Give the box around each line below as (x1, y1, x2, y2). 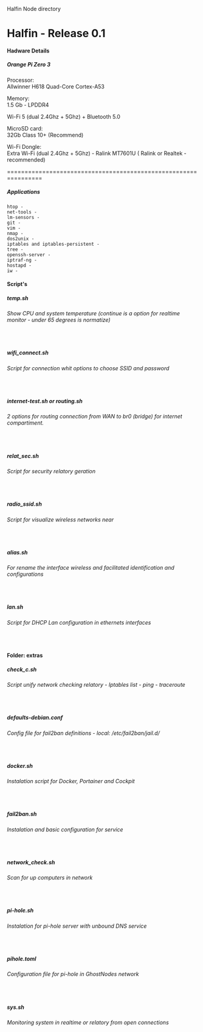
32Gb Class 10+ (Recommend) (7, 131, 84, 138)
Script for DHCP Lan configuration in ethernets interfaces (7, 618, 151, 626)
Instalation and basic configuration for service (7, 826, 123, 833)
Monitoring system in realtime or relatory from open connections (7, 1019, 169, 1026)
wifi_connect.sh (7, 349, 49, 356)
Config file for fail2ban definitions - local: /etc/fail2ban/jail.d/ (7, 729, 160, 737)
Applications (7, 188, 40, 196)
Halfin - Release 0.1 (7, 27, 106, 40)
